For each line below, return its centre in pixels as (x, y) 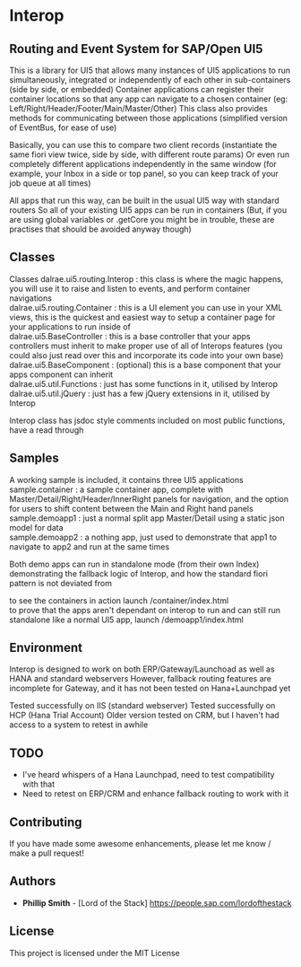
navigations (30, 298)
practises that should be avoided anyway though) (101, 229)
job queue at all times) (50, 183)
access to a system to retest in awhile (79, 725)
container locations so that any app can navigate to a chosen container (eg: (149, 99)
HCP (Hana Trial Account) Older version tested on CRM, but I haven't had (144, 716)
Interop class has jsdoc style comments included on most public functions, (147, 420)
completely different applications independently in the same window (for (143, 164)
